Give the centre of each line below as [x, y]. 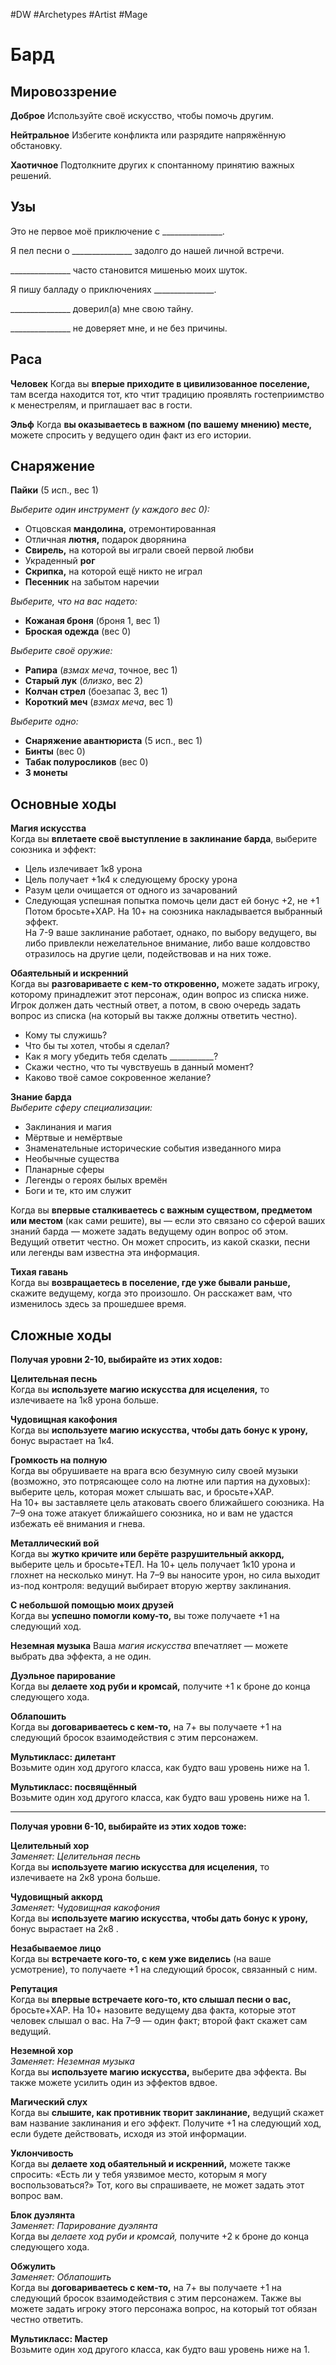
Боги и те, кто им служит [78, 1191]
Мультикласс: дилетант [63, 1757]
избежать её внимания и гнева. [78, 1524]
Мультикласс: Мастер [59, 2339]
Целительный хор [50, 1846]
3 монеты [46, 773]
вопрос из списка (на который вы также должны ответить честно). [154, 1016]
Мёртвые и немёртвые [73, 1138]
